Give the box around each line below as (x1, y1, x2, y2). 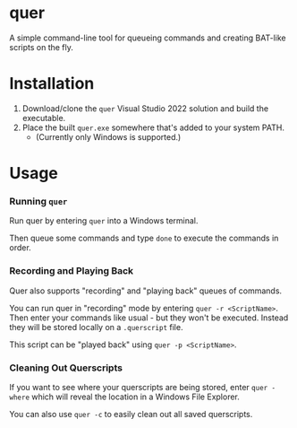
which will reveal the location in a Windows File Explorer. (30, 391, 240, 402)
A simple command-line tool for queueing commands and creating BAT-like (9, 32, 286, 43)
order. (9, 242, 31, 253)
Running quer (9, 195, 68, 207)
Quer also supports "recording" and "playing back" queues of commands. (9, 285, 283, 296)
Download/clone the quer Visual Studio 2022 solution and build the (21, 102, 269, 114)
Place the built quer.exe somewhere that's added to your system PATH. (21, 122, 284, 133)
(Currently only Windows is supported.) (35, 131, 182, 142)
